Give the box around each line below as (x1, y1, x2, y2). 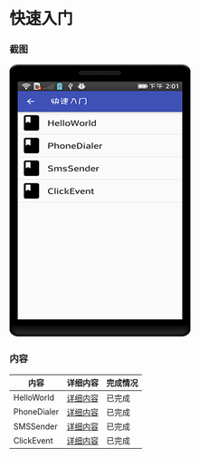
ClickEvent (13, 434, 53, 445)
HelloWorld (13, 392, 54, 404)
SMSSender (13, 421, 59, 432)
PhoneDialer (13, 406, 60, 417)
